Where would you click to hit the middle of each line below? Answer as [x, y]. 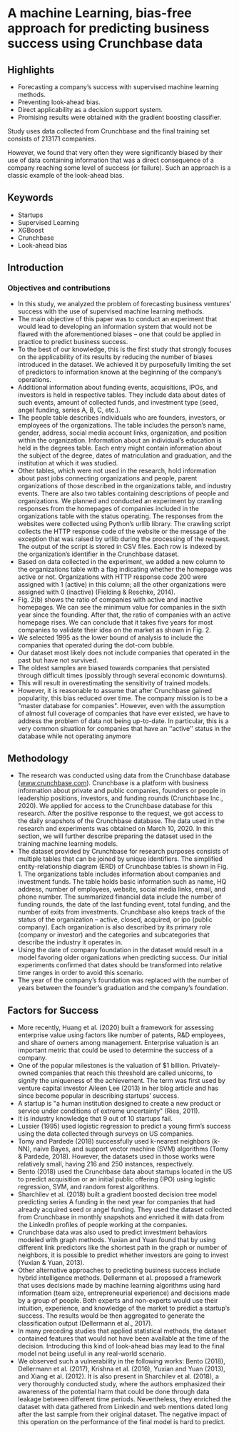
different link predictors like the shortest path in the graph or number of [122, 1248]
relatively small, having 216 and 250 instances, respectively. [106, 1164]
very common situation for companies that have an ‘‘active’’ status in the [124, 728]
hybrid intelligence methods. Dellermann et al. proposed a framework [120, 1278]
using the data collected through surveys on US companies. [106, 1134]
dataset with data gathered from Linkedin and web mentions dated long [123, 1407]
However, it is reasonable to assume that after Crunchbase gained [115, 690]
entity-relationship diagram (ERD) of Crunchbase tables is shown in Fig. [123, 867]
